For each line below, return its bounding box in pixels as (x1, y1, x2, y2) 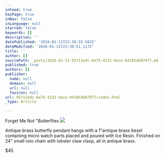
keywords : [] (5, 30, 32, 35)
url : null (9, 85, 30, 91)
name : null (9, 76, 32, 81)
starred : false (5, 26, 37, 31)
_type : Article (5, 100, 37, 105)
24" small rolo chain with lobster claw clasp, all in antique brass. (5, 138, 136, 144)
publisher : (5, 72, 28, 77)
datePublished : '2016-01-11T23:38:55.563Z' (5, 40, 97, 45)
